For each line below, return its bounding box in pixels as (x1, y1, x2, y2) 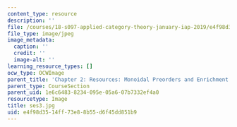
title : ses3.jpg (7, 102, 55, 109)
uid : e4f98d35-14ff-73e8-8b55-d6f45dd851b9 (7, 109, 138, 116)
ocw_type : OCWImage (7, 69, 65, 76)
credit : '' (13, 50, 46, 57)
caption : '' (13, 43, 49, 50)
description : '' (7, 17, 55, 24)
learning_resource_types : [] (7, 63, 93, 70)
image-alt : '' (13, 56, 55, 64)
